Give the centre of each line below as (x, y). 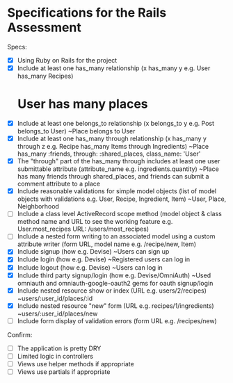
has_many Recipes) (45, 76)
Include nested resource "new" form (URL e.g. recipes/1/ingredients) (115, 305)
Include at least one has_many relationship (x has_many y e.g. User (114, 68)
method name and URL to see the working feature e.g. (95, 222)
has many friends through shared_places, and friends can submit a (113, 177)
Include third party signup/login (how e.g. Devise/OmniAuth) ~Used (114, 275)
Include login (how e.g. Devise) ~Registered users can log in (103, 259)
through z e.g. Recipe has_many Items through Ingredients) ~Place (113, 147)
